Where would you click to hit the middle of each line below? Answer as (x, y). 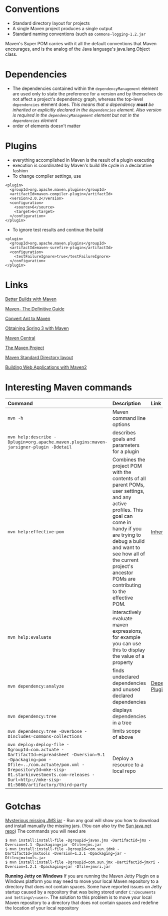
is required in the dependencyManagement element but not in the (76, 115)
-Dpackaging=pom (27, 760)
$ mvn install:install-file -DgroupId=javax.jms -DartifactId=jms (76, 840)
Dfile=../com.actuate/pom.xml (44, 765)
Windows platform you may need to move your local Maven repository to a (82, 881)
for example (126, 637)
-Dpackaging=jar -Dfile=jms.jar (68, 845)
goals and (124, 439)
